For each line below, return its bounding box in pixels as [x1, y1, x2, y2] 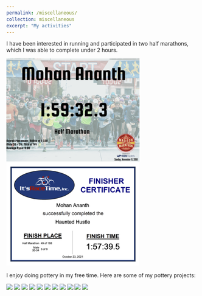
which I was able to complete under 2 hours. [6, 46, 118, 54]
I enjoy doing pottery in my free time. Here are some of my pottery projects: [6, 271, 196, 279]
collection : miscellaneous [6, 16, 75, 22]
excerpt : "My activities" [6, 22, 72, 29]
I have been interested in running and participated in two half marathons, [6, 40, 189, 47]
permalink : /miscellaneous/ [6, 10, 78, 16]
